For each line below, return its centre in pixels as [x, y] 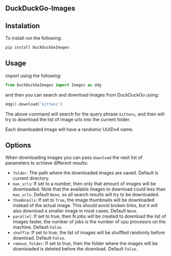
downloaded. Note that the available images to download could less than [89, 189]
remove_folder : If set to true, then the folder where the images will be [85, 243]
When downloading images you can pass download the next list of [74, 157]
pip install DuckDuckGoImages [38, 48]
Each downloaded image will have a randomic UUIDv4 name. [69, 129]
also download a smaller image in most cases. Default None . [75, 211]
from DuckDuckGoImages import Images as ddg [53, 85]
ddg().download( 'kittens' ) [34, 104]
